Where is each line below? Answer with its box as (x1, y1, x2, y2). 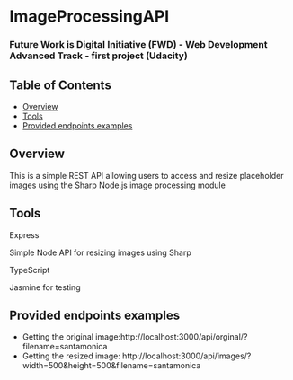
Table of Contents (9, 77, 112, 93)
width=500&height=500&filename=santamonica (22, 360, 201, 371)
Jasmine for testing (9, 281, 81, 293)
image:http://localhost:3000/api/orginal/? (95, 331, 248, 342)
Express (9, 229, 40, 240)
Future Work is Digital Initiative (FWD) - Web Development (9, 39, 268, 51)
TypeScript (9, 264, 50, 275)
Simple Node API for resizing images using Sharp (9, 247, 191, 258)
